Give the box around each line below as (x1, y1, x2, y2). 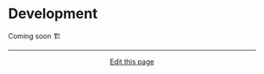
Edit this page (109, 57, 155, 66)
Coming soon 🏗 (8, 31, 61, 40)
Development (8, 5, 98, 23)
